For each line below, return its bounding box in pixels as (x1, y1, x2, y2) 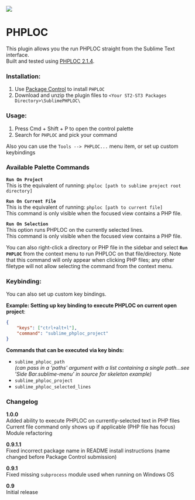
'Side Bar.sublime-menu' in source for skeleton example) (14, 370, 152, 377)
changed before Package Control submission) (6, 453, 117, 460)
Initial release (6, 488, 38, 495)
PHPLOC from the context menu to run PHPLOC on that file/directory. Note (6, 250, 182, 257)
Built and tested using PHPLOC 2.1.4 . (6, 58, 95, 65)
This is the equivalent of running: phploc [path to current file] (6, 203, 163, 211)
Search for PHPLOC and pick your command (14, 131, 117, 138)
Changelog (6, 397, 38, 406)
